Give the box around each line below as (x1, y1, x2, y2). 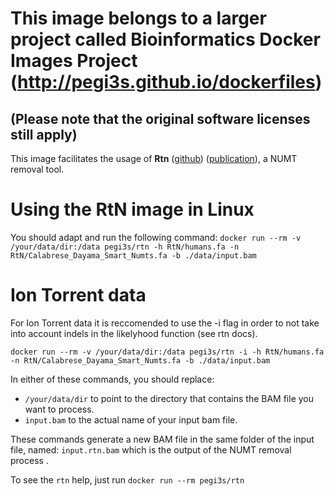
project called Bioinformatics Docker (10, 28, 321, 51)
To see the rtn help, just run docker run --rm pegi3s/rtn (10, 473, 245, 486)
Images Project (10, 50, 138, 72)
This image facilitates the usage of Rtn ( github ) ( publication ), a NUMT (10, 153, 298, 164)
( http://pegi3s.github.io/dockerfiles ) (10, 71, 323, 94)
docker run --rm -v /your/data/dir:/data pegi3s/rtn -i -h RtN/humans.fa (10, 347, 325, 357)
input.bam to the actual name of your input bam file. (24, 413, 238, 426)
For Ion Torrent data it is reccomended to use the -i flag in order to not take (10, 317, 320, 329)
